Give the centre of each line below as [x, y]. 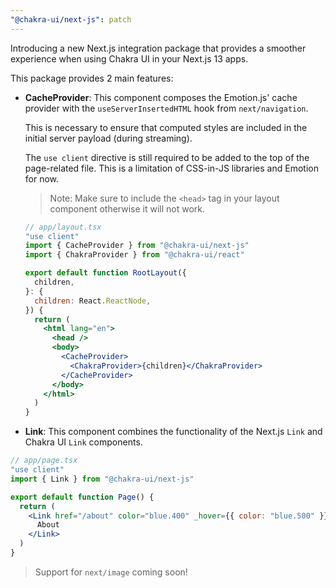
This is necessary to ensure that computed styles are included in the [166, 127]
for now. [42, 178]
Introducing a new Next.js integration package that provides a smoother [158, 48]
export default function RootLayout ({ [105, 273]
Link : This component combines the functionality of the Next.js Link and [173, 432]
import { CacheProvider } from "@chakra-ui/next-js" [137, 246]
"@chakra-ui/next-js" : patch [71, 19]
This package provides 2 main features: [92, 78]
